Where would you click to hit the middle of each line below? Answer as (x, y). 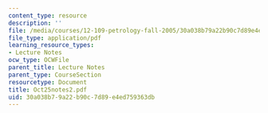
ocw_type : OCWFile (39, 60)
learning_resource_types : (51, 45)
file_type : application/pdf (55, 38)
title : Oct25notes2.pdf (48, 90)
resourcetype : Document (48, 82)
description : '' (35, 23)
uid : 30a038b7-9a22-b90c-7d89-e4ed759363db (82, 97)
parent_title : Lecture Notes (57, 68)
